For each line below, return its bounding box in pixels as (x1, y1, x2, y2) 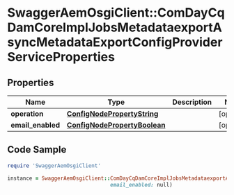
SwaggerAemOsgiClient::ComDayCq (7, 5, 225, 21)
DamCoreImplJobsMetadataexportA (7, 19, 223, 35)
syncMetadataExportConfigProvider (7, 35, 223, 50)
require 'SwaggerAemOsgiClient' (7, 162, 101, 169)
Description (172, 97, 212, 107)
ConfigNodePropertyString (66, 109, 159, 119)
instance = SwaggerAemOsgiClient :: (7, 175, 111, 182)
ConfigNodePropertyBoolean (66, 120, 166, 130)
